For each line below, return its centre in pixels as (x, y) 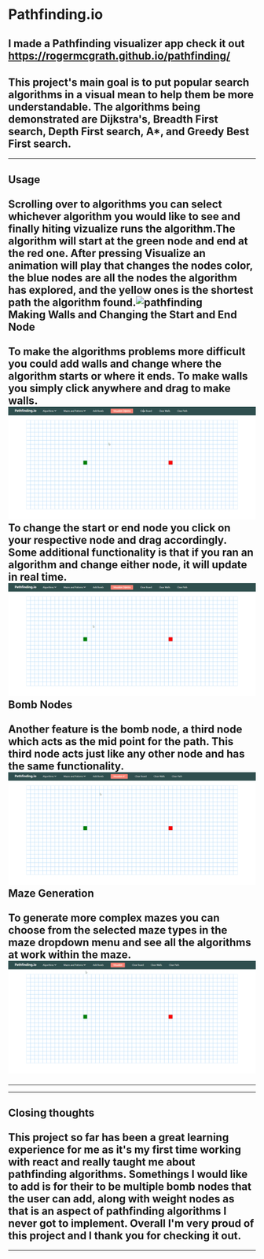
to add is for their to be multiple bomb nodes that (130, 1187)
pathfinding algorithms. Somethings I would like (128, 1175)
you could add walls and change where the (115, 363)
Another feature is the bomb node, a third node (125, 729)
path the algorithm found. (72, 302)
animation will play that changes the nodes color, (130, 265)
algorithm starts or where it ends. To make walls (128, 376)
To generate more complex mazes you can (114, 918)
